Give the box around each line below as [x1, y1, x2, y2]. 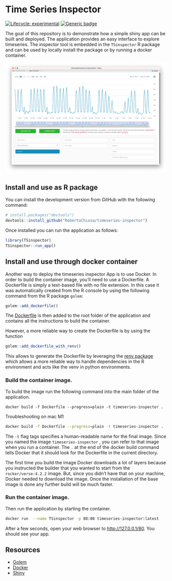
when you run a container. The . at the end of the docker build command [5, 444, 159, 450]
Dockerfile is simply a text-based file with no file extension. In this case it [5, 282, 159, 288]
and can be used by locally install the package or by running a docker [5, 47, 152, 53]
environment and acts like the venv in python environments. [5, 364, 132, 370]
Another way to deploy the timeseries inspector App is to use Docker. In [5, 271, 157, 277]
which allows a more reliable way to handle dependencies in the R [5, 358, 144, 364]
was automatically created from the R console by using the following [5, 287, 150, 293]
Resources [5, 546, 40, 554]
